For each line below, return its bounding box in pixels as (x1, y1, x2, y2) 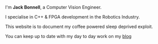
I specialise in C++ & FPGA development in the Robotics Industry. (5, 14, 140, 19)
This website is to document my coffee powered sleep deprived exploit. (5, 23, 153, 29)
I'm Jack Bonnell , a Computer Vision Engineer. (5, 4, 102, 10)
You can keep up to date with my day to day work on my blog (5, 33, 132, 39)
